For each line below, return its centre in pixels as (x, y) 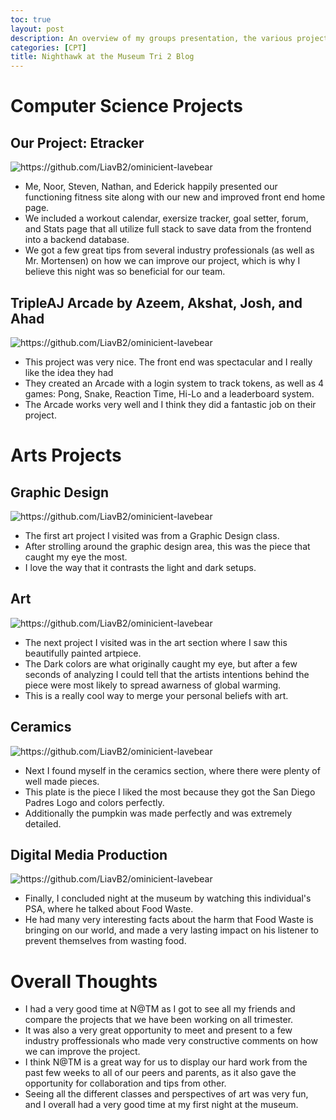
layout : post (37, 29)
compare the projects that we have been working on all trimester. (159, 1020)
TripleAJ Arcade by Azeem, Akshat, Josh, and (156, 302)
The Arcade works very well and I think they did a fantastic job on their (170, 404)
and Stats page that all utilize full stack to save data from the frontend (168, 229)
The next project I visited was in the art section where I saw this (156, 642)
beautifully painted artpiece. (83, 653)
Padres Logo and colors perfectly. (94, 802)
